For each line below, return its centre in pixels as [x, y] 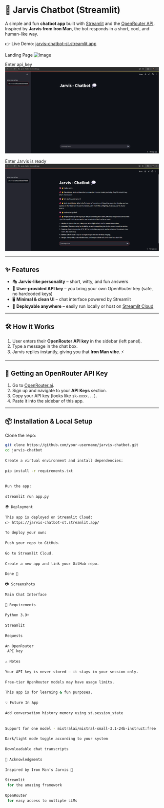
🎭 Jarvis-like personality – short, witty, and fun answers [70, 281]
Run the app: [18, 486]
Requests [14, 636]
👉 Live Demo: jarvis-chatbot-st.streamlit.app [51, 43]
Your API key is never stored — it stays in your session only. [72, 672]
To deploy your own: [26, 533]
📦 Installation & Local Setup [49, 421]
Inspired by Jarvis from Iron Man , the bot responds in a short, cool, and [77, 28]
